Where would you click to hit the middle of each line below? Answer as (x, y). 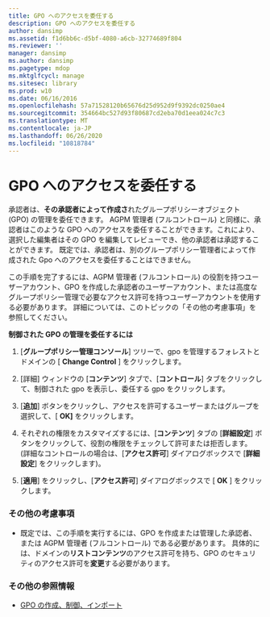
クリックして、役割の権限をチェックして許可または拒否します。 (147, 444)
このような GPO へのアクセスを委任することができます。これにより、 (144, 230)
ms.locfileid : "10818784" (52, 143)
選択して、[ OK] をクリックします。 (79, 416)
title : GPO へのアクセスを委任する (61, 16)
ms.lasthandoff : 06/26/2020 (56, 135)
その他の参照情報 (42, 586)
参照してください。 (40, 317)
